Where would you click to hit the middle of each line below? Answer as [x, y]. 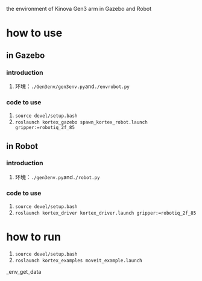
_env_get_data [24, 272]
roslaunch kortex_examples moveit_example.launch [79, 261]
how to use [34, 33]
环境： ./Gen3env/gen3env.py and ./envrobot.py [72, 86]
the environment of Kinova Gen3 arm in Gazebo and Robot [79, 9]
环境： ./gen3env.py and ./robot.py [58, 177]
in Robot [22, 146]
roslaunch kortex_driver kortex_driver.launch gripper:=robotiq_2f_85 [106, 213]
